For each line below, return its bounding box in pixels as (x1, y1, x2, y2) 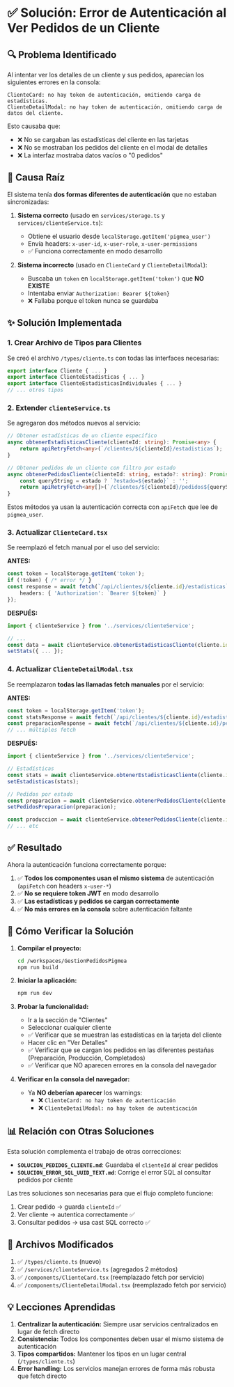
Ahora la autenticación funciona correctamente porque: (7, 860, 167, 868)
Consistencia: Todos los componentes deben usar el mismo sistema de (17, 1335, 224, 1343)
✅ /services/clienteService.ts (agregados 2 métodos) (17, 1265, 178, 1274)
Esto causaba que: (7, 122, 61, 130)
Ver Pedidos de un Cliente (7, 20, 160, 36)
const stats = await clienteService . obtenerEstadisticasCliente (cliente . (7, 771, 226, 778)
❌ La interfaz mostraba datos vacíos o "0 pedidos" (17, 151, 164, 159)
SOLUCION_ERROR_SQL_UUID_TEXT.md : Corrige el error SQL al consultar (17, 1168, 211, 1177)
